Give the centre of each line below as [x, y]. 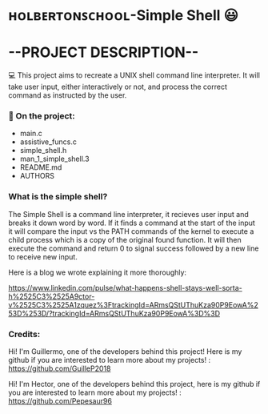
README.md [41, 167]
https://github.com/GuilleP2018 [60, 368]
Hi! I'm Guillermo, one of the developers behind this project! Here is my [125, 352]
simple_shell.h [43, 151]
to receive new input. [43, 256]
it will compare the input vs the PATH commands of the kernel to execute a [131, 231]
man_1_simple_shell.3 [54, 159]
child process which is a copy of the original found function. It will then [125, 239]
